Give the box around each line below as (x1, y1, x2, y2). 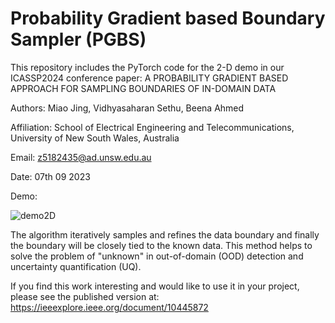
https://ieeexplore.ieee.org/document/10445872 (10, 301, 209, 313)
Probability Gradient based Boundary (10, 7, 326, 30)
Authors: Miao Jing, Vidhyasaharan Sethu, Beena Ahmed (10, 102, 245, 114)
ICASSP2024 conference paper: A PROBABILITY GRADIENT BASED (10, 72, 289, 84)
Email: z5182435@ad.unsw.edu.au (10, 151, 152, 163)
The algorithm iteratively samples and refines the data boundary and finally (10, 228, 320, 241)
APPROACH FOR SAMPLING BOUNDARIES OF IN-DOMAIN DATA (10, 82, 277, 94)
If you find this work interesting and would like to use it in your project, (10, 280, 300, 292)
